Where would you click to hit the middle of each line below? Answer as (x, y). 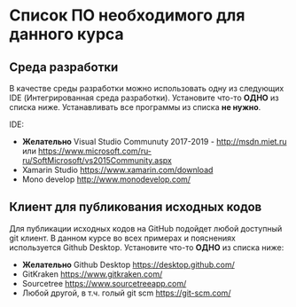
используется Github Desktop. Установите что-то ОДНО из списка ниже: (147, 247)
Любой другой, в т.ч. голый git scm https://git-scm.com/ (126, 293)
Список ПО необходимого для (127, 16)
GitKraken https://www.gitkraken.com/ (92, 274)
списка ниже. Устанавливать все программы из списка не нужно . (135, 107)
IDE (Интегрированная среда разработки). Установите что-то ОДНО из (144, 98)
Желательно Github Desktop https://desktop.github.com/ (128, 264)
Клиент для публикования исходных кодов (136, 207)
